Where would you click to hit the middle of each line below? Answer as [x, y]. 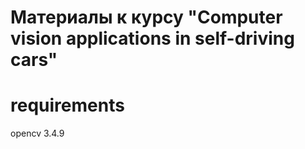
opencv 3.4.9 [37, 133]
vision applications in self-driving [152, 38]
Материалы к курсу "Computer [146, 17]
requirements [67, 105]
